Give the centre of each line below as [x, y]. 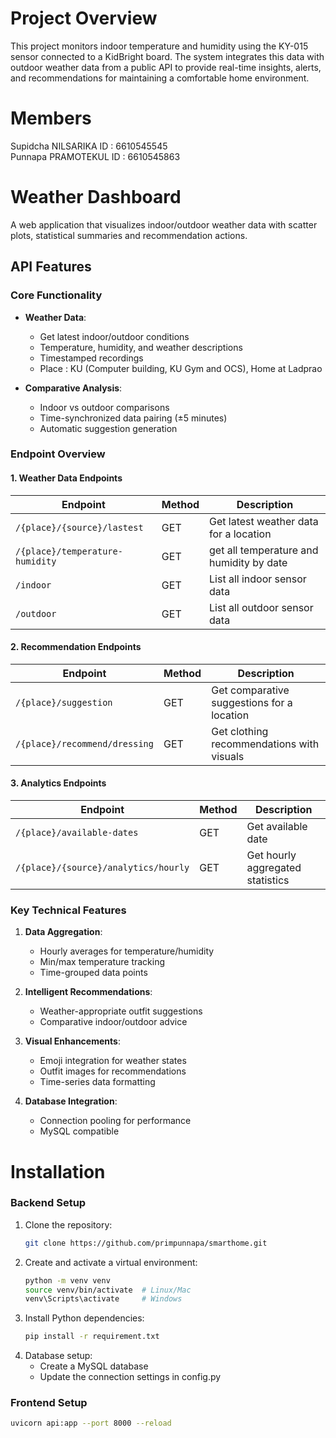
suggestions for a [252, 702]
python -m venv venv [67, 1280]
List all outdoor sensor [261, 607]
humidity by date [248, 562]
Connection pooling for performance [115, 1121]
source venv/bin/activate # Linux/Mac [108, 1290]
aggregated [274, 868]
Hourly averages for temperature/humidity [127, 951]
